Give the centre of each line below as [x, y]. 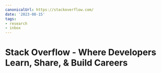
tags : [11, 19]
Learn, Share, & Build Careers [66, 63]
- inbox [13, 28]
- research [16, 23]
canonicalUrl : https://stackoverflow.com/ [49, 10]
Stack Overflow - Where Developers [81, 53]
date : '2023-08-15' [25, 14]
